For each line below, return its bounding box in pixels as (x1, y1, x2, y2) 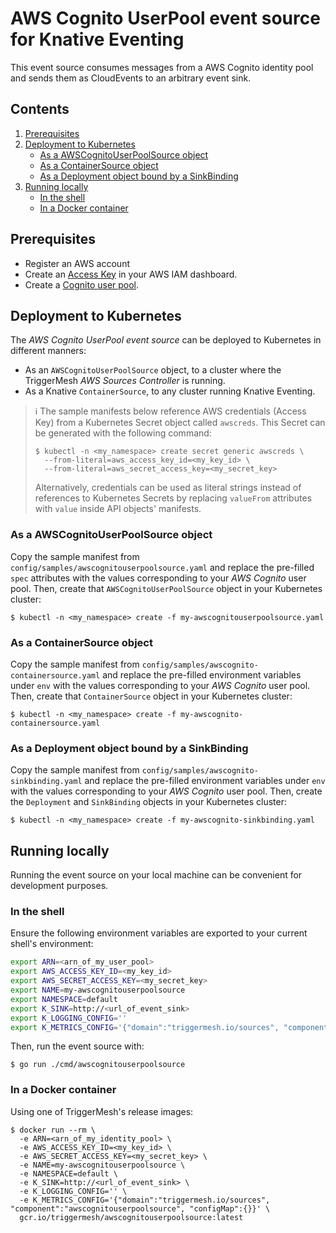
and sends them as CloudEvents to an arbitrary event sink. (10, 72, 252, 84)
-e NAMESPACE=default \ (19, 1168, 118, 1179)
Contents (10, 101, 70, 118)
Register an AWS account (24, 257, 130, 269)
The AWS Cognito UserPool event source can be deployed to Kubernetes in (10, 334, 322, 346)
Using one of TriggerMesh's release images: (10, 1105, 194, 1117)
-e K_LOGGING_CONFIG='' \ (19, 1186, 128, 1196)
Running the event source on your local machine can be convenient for (10, 869, 303, 881)
